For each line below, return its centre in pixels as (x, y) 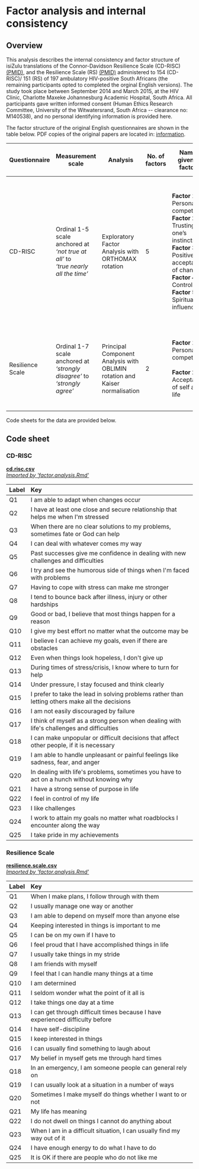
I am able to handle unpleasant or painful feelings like (105, 754)
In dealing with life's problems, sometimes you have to (106, 772)
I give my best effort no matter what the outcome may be (109, 631)
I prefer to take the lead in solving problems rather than (107, 694)
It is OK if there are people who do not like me (94, 1157)
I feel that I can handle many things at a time (92, 973)
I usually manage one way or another (82, 906)
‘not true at (71, 251)
